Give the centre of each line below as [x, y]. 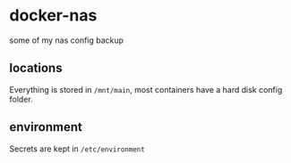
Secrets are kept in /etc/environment [77, 149]
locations [36, 68]
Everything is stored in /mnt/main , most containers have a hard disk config [146, 89]
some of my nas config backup [66, 40]
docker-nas [53, 16]
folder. [21, 99]
